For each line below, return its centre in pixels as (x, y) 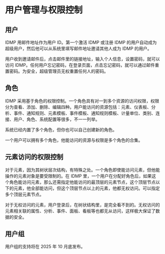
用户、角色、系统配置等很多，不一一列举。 (56, 119)
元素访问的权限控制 (34, 157)
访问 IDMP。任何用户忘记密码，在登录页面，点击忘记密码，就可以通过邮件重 (82, 65)
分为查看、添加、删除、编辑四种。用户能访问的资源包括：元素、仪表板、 (78, 107)
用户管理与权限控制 (44, 10)
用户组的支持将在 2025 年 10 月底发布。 (45, 247)
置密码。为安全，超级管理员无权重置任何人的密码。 (57, 71)
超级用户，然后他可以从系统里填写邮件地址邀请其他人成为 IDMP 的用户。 (79, 49)
